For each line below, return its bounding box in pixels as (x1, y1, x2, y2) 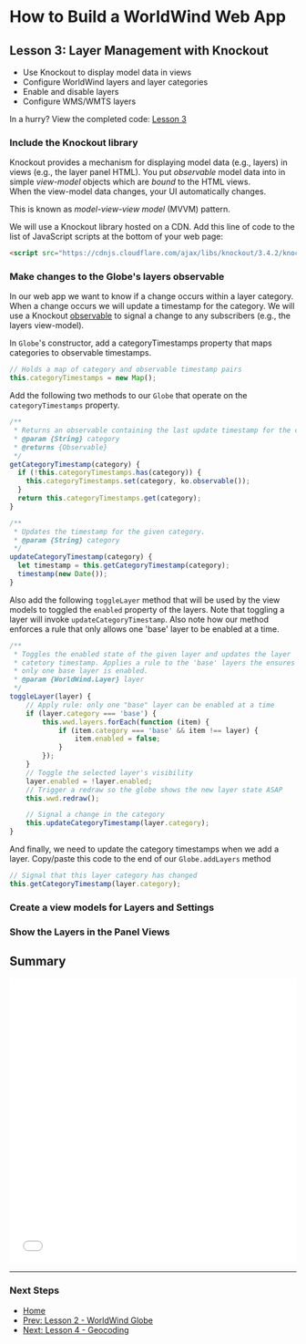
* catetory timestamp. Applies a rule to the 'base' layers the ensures (13, 658, 296, 667)
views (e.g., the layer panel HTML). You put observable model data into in (9, 167, 286, 178)
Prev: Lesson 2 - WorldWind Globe (22, 1315, 153, 1326)
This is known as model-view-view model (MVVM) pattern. (9, 203, 230, 215)
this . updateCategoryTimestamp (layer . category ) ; (25, 819, 209, 828)
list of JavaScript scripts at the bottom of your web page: (9, 231, 224, 243)
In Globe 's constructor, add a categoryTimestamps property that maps (9, 337, 273, 348)
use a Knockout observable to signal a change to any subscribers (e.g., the (9, 310, 291, 321)
